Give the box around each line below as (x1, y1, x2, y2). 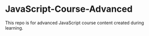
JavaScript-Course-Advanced (5, 3, 133, 15)
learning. (5, 25, 23, 31)
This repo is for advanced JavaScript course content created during (5, 20, 144, 26)
